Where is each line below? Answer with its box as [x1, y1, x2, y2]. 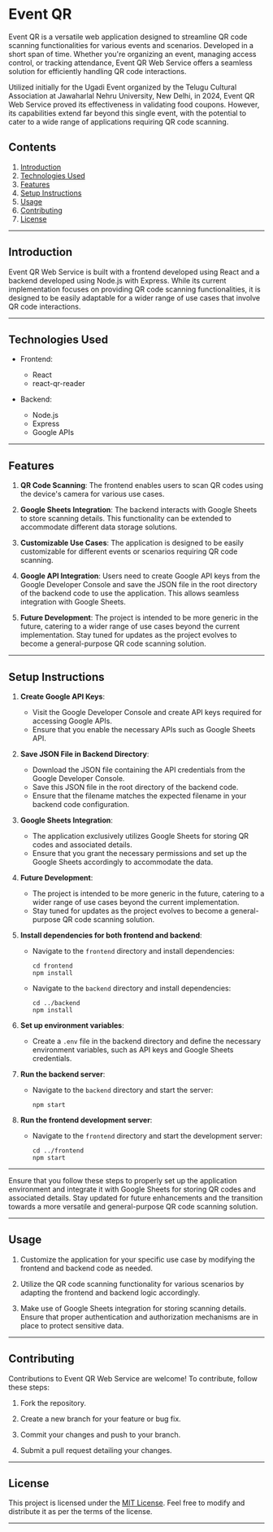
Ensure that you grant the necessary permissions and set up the [32, 849, 248, 858]
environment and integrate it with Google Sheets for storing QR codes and [8, 1184, 256, 1194]
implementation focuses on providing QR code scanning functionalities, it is [8, 284, 262, 294]
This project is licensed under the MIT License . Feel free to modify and [8, 1498, 245, 1508]
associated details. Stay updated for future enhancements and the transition [8, 1193, 263, 1202]
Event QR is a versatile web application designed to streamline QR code [8, 32, 248, 42]
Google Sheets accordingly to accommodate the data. [32, 857, 214, 867]
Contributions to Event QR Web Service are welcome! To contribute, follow [8, 1373, 258, 1383]
